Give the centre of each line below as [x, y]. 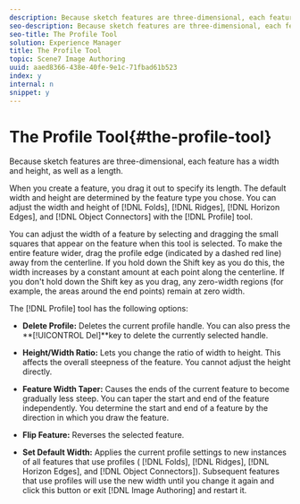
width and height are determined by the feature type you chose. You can [143, 198]
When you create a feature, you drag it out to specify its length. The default [148, 188]
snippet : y [29, 92]
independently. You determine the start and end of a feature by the [145, 408]
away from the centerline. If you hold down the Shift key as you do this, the [147, 263]
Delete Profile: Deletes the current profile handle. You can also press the [156, 326]
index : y [25, 76]
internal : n [31, 84]
